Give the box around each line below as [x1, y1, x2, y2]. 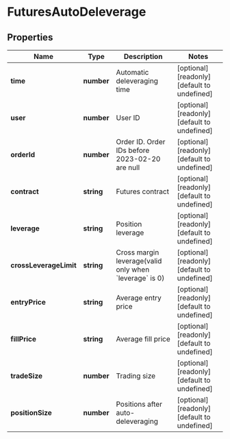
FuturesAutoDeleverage [7, 4, 146, 20]
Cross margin [116, 248, 159, 257]
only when [116, 265, 150, 274]
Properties [7, 32, 53, 43]
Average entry [116, 293, 162, 302]
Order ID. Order [116, 137, 166, 146]
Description [123, 52, 163, 61]
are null [116, 163, 140, 172]
